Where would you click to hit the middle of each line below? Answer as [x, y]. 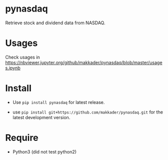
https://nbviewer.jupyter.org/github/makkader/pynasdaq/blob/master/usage [84, 62]
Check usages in [23, 57]
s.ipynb [13, 68]
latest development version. [41, 117]
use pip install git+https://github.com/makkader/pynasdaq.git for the [88, 112]
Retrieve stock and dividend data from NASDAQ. [55, 23]
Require [22, 138]
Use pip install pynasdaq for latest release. [59, 102]
